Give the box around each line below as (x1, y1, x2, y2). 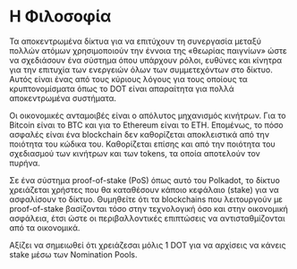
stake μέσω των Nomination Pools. (9, 248, 138, 260)
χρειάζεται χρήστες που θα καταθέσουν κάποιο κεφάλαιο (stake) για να (9, 184, 279, 195)
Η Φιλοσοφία (9, 6, 112, 27)
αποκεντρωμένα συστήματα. (9, 92, 117, 104)
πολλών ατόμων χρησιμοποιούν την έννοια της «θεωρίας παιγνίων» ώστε (9, 45, 288, 55)
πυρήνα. (9, 157, 40, 168)
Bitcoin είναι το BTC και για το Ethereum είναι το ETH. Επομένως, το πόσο (9, 119, 284, 130)
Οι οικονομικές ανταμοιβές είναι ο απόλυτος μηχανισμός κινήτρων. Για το (9, 110, 286, 121)
